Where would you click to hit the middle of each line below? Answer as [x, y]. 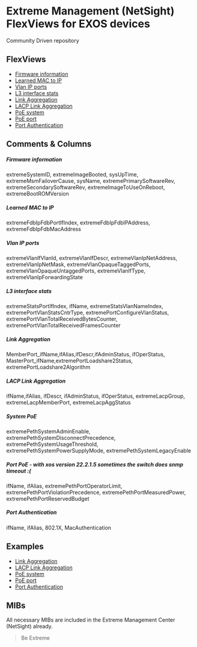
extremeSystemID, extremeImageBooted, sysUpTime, [72, 175]
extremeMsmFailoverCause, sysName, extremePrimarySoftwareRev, [91, 181]
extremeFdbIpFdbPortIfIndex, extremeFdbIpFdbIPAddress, [78, 223]
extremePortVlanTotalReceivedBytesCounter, [62, 319]
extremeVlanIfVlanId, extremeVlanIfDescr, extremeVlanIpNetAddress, [92, 258]
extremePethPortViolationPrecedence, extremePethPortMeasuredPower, [96, 492]
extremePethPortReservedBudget [48, 498]
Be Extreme [35, 638]
